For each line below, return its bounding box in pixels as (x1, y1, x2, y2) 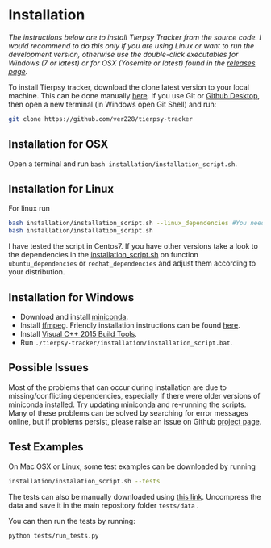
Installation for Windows (8, 291, 135, 304)
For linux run (8, 203, 51, 213)
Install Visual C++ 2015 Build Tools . (19, 329, 137, 338)
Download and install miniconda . (19, 312, 129, 321)
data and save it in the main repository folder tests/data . (8, 500, 199, 510)
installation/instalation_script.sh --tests (8, 477, 161, 485)
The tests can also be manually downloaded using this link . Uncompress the (8, 492, 261, 501)
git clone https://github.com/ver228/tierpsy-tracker (8, 115, 194, 123)
